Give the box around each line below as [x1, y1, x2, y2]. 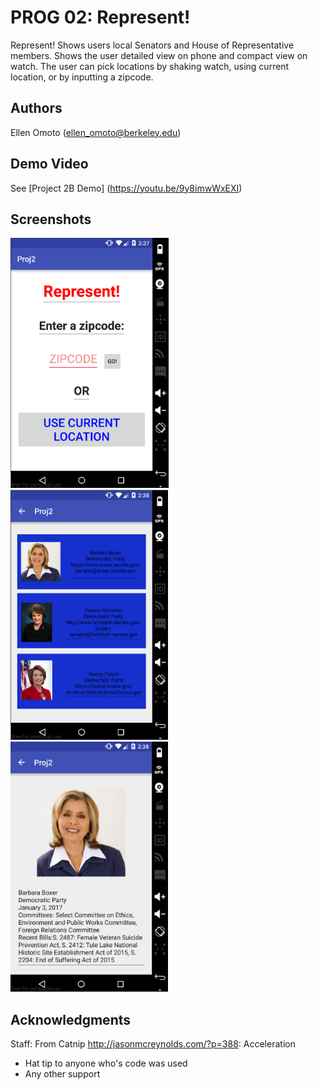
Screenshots [10, 211, 92, 228]
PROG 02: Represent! [10, 6, 191, 29]
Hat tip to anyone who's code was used [24, 1057, 188, 1070]
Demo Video [10, 156, 89, 173]
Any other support [24, 1068, 101, 1080]
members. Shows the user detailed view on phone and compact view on [10, 49, 308, 61]
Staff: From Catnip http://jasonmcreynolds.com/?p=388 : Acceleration [10, 1038, 296, 1050]
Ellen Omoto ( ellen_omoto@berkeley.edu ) [10, 126, 182, 138]
